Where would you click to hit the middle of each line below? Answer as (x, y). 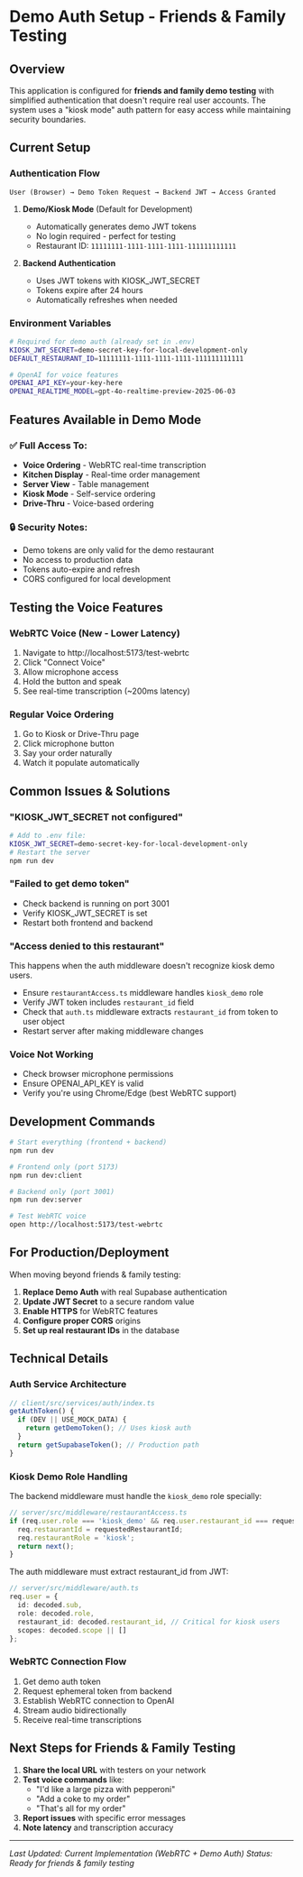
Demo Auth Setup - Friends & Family (148, 17)
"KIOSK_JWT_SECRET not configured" (96, 816)
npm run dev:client (46, 1175)
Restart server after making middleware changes (113, 1031)
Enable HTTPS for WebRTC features (90, 1311)
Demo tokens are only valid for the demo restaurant (118, 550)
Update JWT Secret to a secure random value (108, 1302)
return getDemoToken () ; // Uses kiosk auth (109, 1428)
